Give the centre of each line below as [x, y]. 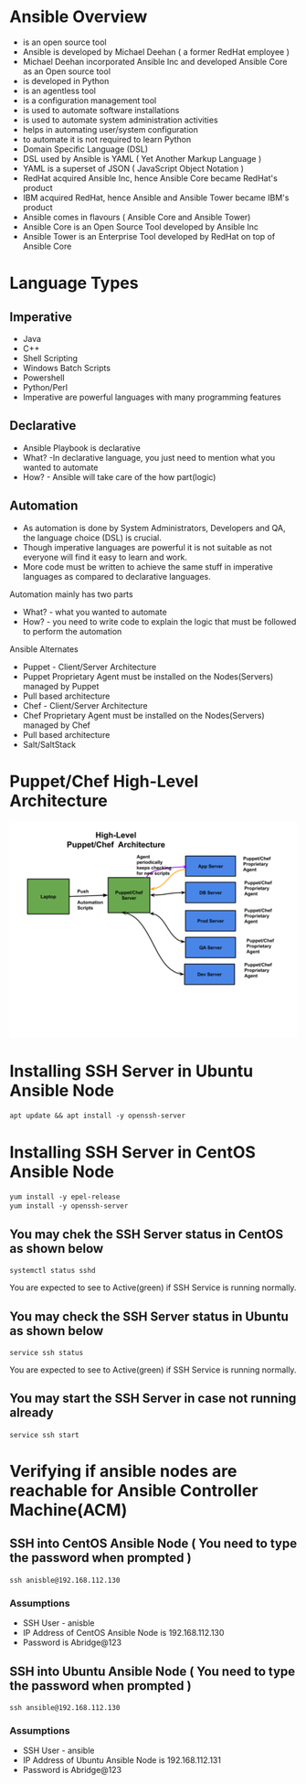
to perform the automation [72, 631]
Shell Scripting [50, 358]
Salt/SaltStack [49, 744]
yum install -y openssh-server [69, 1206]
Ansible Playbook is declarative [82, 448]
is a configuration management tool [90, 100]
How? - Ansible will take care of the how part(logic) [119, 476]
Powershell [44, 378]
